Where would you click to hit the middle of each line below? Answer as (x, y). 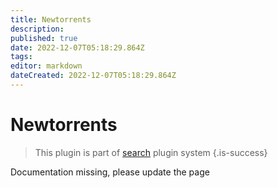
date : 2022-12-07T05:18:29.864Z (77, 47)
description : (37, 29)
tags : (21, 57)
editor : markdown (46, 66)
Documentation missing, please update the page (110, 172)
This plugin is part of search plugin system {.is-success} (151, 152)
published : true (44, 38)
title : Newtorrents (51, 19)
